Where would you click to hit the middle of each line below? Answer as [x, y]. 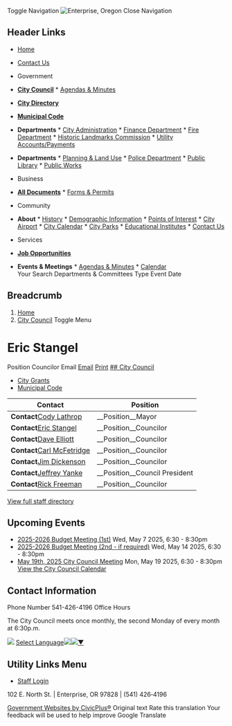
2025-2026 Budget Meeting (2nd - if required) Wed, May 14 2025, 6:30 [119, 547]
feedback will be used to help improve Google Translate [87, 715]
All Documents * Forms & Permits [65, 192]
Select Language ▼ [50, 643]
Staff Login [33, 681]
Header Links [36, 32]
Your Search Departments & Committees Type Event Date [99, 274]
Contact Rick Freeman [46, 484]
